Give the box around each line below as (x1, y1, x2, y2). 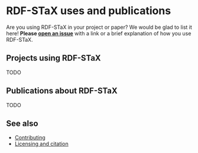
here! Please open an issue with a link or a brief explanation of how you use (6, 29, 191, 36)
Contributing (14, 134, 46, 141)
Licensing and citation (14, 140, 69, 148)
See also (6, 118, 38, 128)
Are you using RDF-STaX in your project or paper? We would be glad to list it (6, 24, 192, 31)
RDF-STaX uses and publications (6, 4, 171, 18)
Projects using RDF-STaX (6, 53, 102, 63)
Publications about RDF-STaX (6, 86, 118, 96)
